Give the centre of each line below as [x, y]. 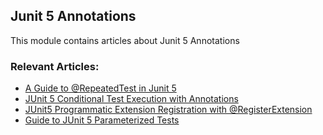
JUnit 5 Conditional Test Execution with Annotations [131, 99]
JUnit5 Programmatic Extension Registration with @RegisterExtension [168, 110]
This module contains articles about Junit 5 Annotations [125, 40]
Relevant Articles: [55, 66]
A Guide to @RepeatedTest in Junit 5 [100, 88]
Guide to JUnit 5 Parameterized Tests [102, 120]
